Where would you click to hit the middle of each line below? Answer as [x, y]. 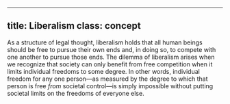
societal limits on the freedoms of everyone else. [76, 93]
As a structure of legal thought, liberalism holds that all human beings [105, 42]
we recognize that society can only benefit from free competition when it [110, 64]
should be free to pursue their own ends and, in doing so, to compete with [112, 49]
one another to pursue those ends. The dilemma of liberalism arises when [111, 57]
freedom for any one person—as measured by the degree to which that [107, 79]
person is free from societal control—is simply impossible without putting [110, 86]
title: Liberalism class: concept [74, 26]
